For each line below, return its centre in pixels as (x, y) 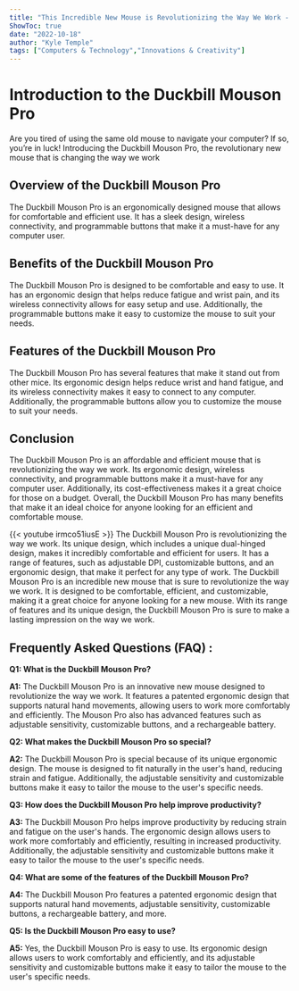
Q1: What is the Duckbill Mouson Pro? (80, 670)
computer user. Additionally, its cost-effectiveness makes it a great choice (145, 488)
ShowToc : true (36, 26)
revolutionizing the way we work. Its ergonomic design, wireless (127, 470)
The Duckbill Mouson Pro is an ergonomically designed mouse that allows (145, 207)
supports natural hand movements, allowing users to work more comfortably (150, 705)
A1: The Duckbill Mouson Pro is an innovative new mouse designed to (137, 687)
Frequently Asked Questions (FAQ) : (111, 648)
